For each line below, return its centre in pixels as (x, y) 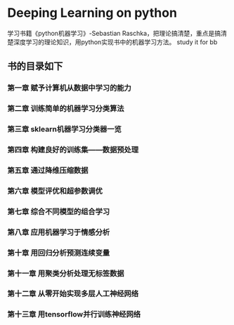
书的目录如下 (35, 66)
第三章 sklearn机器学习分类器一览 (64, 129)
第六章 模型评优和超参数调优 (55, 191)
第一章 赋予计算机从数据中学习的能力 (69, 88)
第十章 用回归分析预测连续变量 (59, 253)
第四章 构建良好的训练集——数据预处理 (73, 150)
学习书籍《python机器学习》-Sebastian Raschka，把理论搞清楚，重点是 (111, 33)
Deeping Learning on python (92, 13)
